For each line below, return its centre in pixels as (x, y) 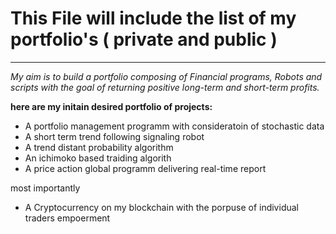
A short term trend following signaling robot (114, 136)
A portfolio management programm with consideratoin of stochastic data (174, 126)
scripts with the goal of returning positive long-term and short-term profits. (165, 87)
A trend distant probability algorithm (99, 147)
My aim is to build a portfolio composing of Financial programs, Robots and (166, 76)
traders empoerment (67, 218)
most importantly (45, 188)
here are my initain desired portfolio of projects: (111, 106)
